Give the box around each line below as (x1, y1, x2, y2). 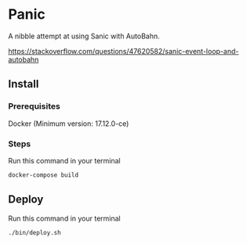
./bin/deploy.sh (8, 228, 61, 236)
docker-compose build (8, 170, 79, 179)
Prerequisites (8, 101, 60, 112)
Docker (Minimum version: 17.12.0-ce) (8, 119, 129, 128)
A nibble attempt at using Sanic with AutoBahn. (8, 31, 160, 41)
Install (8, 77, 39, 91)
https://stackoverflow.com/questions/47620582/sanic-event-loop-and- (8, 46, 239, 56)
